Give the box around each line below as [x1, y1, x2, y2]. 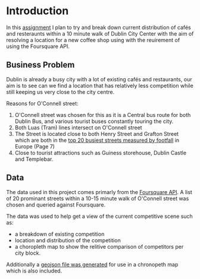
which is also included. [6, 267, 62, 274]
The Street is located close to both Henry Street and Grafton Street [14, 130, 179, 137]
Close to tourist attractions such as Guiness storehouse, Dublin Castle [14, 149, 186, 156]
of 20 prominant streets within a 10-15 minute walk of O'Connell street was [6, 195, 189, 202]
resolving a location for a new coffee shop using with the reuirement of [6, 36, 180, 43]
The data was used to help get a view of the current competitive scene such [6, 213, 193, 220]
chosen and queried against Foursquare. [6, 201, 106, 208]
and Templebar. [14, 156, 54, 163]
